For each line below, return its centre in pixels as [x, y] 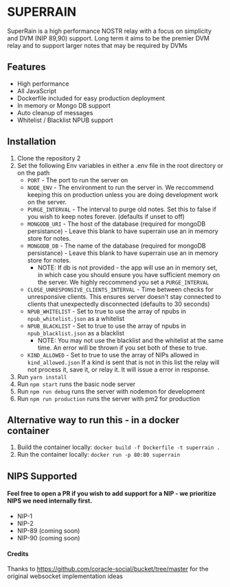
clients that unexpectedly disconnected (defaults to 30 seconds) [119, 304]
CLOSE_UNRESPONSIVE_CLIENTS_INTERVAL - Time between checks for [120, 289]
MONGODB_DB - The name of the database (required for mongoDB [116, 245]
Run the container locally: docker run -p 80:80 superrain [99, 455]
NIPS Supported [42, 476]
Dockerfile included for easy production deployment [91, 98]
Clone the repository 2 [49, 158]
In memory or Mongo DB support [64, 105]
